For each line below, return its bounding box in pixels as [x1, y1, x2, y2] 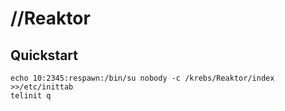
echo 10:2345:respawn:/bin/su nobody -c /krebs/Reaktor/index [10, 73, 275, 83]
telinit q [10, 91, 52, 101]
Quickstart [10, 47, 79, 64]
